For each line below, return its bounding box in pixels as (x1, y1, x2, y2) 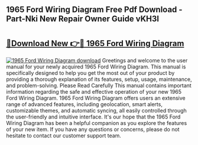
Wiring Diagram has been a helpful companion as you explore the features (6, 120, 187, 126)
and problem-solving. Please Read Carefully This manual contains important (6, 82, 192, 89)
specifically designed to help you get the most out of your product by (6, 70, 175, 76)
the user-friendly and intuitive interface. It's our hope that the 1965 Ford (6, 113, 181, 120)
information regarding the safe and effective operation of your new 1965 (6, 88, 182, 95)
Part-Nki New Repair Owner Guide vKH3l (6, 14, 160, 24)
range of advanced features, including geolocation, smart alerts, (6, 101, 163, 108)
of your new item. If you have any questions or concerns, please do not (6, 126, 180, 133)
